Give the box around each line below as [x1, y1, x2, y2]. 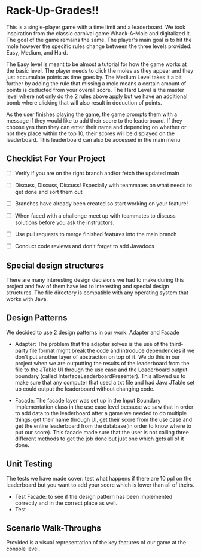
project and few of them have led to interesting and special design [6, 282, 169, 290]
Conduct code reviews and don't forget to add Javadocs [14, 243, 154, 250]
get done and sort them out [14, 188, 83, 195]
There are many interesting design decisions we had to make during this [6, 276, 184, 283]
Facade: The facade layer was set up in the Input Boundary [14, 397, 161, 404]
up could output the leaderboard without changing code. [14, 385, 155, 392]
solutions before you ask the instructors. [14, 219, 115, 226]
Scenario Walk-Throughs [6, 523, 101, 533]
